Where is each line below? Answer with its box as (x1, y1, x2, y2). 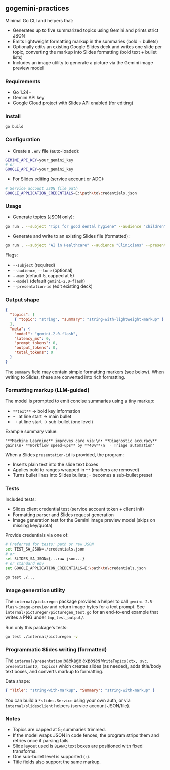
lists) (12, 54, 23, 60)
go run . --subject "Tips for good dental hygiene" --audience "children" (5, 224, 166, 229)
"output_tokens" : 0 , (14, 345, 58, 350)
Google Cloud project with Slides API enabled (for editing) (12, 100, 134, 106)
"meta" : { (10, 326, 30, 332)
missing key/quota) (12, 522, 53, 529)
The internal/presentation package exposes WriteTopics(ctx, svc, (5, 657, 149, 664)
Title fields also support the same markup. (12, 759, 101, 765)
